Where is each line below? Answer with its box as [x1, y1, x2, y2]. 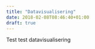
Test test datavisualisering [6, 36, 71, 44]
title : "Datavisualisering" [6, 8, 76, 15]
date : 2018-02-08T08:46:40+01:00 [6, 14, 90, 20]
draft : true [6, 20, 36, 26]
